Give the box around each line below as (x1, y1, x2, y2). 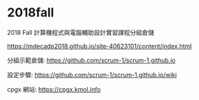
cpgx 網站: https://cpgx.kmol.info (7, 85, 101, 93)
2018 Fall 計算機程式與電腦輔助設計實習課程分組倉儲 (7, 28, 154, 36)
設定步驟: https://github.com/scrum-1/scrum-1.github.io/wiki (7, 71, 177, 79)
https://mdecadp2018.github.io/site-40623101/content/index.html (7, 42, 192, 50)
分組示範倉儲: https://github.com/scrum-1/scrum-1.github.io (7, 56, 176, 64)
